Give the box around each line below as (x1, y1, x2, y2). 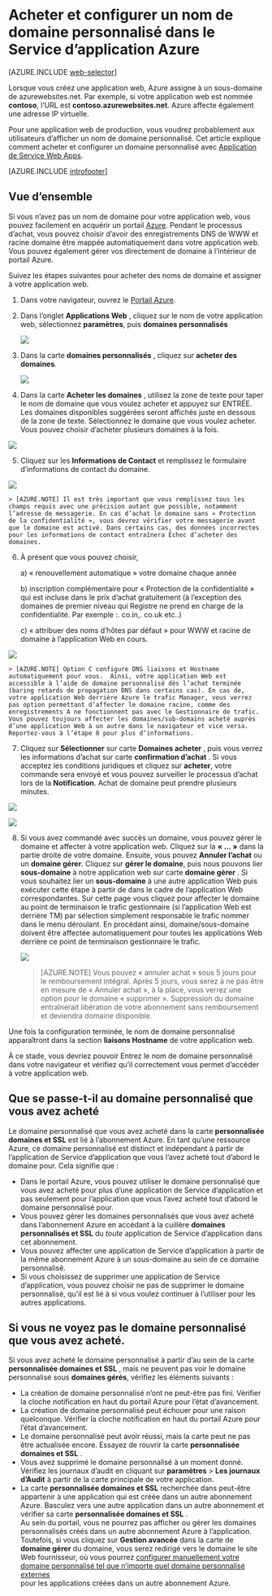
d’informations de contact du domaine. (19, 464, 150, 473)
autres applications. (19, 1297, 87, 1307)
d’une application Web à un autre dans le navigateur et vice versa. (8, 722, 249, 730)
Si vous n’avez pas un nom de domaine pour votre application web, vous (8, 211, 251, 221)
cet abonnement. (19, 1236, 78, 1246)
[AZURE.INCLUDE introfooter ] (8, 166, 108, 176)
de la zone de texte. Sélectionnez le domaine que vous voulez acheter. (19, 416, 257, 425)
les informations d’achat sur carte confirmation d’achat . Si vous (19, 752, 237, 761)
